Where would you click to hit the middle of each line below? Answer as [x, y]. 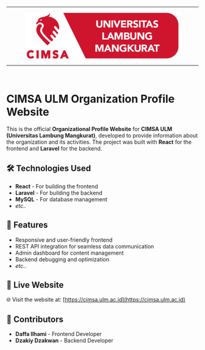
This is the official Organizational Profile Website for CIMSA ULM [89, 129]
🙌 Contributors [35, 319]
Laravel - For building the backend [59, 193]
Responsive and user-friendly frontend [64, 240]
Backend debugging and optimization [62, 259]
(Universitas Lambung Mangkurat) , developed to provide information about [102, 136]
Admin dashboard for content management [69, 253]
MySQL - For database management [61, 199]
